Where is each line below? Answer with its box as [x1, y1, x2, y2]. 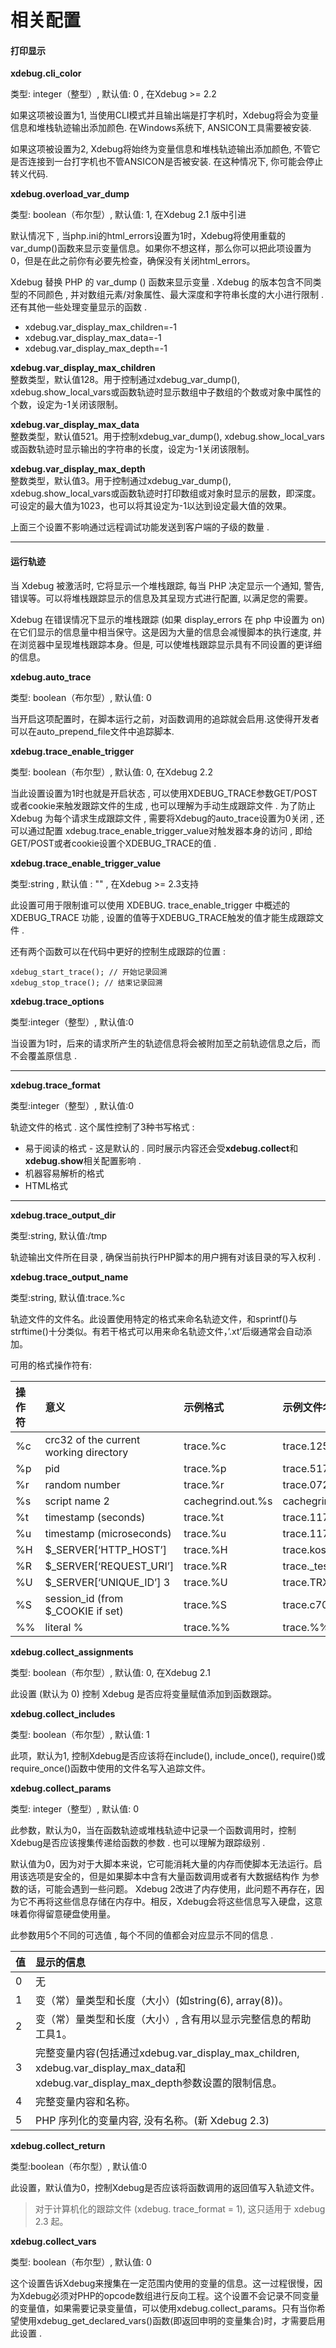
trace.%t [183, 1510, 225, 1524]
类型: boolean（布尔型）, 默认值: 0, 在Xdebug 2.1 [10, 1666, 211, 1678]
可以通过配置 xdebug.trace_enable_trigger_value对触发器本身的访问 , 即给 [10, 824, 313, 836]
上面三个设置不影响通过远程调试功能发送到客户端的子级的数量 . [10, 521, 270, 533]
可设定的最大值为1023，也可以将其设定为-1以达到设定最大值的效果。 [10, 500, 292, 512]
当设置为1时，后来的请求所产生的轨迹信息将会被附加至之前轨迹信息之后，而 [10, 1037, 321, 1049]
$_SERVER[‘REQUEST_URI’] [44, 1559, 175, 1573]
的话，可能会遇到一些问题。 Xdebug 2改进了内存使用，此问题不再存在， [18, 1882, 316, 1895]
